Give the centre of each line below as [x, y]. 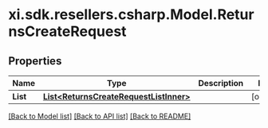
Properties [35, 61]
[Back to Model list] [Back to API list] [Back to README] [100, 116]
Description [221, 83]
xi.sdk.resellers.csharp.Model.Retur [131, 15]
